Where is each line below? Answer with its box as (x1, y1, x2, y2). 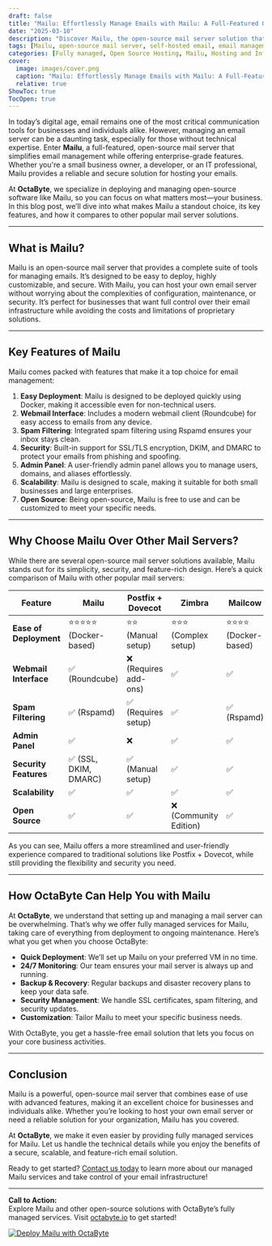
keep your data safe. (19, 986, 89, 996)
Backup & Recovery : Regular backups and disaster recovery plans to (19, 978, 251, 988)
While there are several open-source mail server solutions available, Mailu (8, 556, 255, 565)
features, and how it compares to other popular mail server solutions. (8, 210, 239, 220)
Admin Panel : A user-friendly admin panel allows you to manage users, (19, 459, 258, 470)
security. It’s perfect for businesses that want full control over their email (8, 297, 250, 307)
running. (19, 969, 49, 979)
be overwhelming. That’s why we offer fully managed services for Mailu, (8, 919, 249, 928)
